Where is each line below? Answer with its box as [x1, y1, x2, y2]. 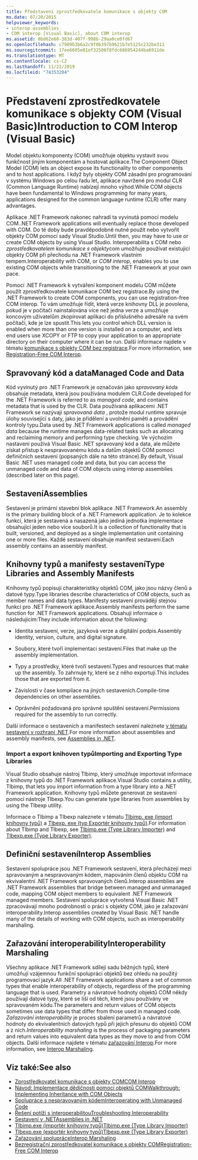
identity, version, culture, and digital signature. [14, 634, 128, 641]
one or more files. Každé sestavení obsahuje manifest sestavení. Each [6, 536, 174, 543]
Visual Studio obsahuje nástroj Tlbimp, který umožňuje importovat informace [6, 770, 192, 777]
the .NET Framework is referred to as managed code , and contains [6, 396, 169, 403]
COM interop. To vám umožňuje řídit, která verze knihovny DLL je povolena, [6, 300, 190, 308]
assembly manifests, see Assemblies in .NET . [6, 735, 116, 742]
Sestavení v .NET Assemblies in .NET [14, 1116, 103, 1123]
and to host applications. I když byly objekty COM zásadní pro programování [6, 171, 192, 178]
